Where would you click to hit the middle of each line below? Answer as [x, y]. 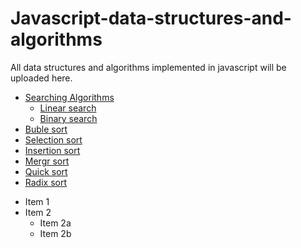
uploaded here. [41, 78]
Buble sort [46, 129]
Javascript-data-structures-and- [151, 18]
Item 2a [55, 223]
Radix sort [45, 182]
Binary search [68, 118]
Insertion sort [52, 150]
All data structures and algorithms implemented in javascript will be [148, 67]
